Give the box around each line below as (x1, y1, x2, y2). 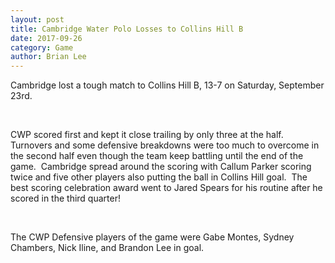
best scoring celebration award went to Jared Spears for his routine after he (10, 182, 323, 194)
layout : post (10, 14, 65, 25)
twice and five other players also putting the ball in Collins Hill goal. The (10, 171, 308, 183)
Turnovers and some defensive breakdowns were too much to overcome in (10, 139, 320, 151)
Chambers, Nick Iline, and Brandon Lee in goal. (10, 242, 205, 254)
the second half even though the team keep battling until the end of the (10, 150, 304, 162)
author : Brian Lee (10, 52, 87, 62)
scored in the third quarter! (10, 192, 121, 205)
